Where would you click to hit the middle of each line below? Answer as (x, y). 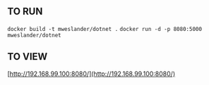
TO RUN (25, 12)
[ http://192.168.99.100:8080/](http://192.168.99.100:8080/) (91, 74)
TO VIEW (28, 57)
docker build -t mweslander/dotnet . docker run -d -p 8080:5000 (105, 29)
